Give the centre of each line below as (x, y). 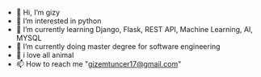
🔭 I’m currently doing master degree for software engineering (118, 47)
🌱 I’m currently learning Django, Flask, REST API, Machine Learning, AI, (134, 29)
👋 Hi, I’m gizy (38, 12)
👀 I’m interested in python (59, 21)
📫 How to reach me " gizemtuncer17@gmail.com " (99, 64)
